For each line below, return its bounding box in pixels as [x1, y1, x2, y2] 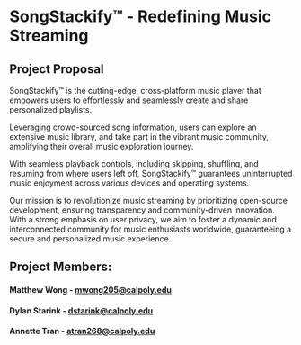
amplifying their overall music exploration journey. [9, 141, 194, 151]
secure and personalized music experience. [9, 233, 172, 244]
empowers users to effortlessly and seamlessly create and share [9, 95, 249, 105]
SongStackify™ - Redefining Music [9, 6, 272, 27]
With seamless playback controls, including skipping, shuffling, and [9, 159, 259, 168]
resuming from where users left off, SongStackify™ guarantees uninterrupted [9, 168, 293, 178]
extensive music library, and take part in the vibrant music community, [9, 132, 270, 141]
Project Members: [9, 259, 112, 275]
